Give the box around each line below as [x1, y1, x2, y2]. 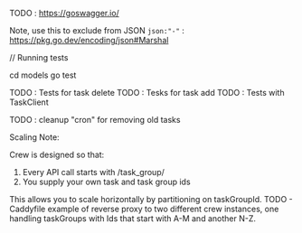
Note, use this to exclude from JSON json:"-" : [9, 25, 185, 35]
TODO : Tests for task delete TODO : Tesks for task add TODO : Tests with [9, 88, 285, 98]
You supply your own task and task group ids [22, 176, 192, 187]
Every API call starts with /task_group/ [22, 167, 165, 177]
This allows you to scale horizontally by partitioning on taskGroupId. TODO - [9, 194, 293, 204]
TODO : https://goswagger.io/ [9, 8, 119, 18]
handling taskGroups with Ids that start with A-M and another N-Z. [9, 213, 256, 224]
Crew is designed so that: [9, 149, 105, 160]
